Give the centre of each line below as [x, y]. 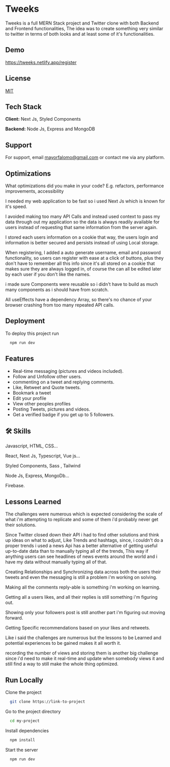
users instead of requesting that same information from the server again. [81, 227]
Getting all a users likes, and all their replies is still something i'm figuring [81, 597]
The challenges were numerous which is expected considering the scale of [84, 514]
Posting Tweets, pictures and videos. [51, 409]
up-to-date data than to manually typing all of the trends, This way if [77, 551]
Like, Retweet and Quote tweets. [47, 387]
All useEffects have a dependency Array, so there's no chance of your [79, 299]
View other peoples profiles [41, 403]
